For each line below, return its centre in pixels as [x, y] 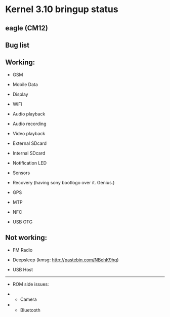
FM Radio [23, 250]
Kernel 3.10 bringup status [62, 9]
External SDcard [30, 143]
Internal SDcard [29, 153]
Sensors [21, 173]
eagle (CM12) [27, 28]
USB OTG [23, 222]
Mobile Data [25, 84]
